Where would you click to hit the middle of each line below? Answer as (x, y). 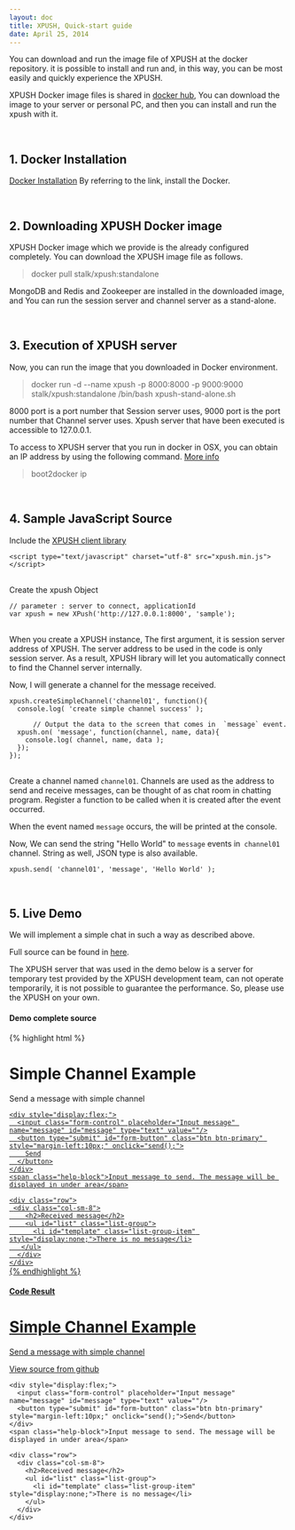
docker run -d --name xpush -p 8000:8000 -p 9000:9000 (137, 384)
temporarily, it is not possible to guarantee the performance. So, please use (147, 988)
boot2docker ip (58, 474)
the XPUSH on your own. (54, 998)
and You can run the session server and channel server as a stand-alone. (143, 300)
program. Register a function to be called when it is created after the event (145, 800)
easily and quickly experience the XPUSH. (86, 78)
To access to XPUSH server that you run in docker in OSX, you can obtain (144, 447)
